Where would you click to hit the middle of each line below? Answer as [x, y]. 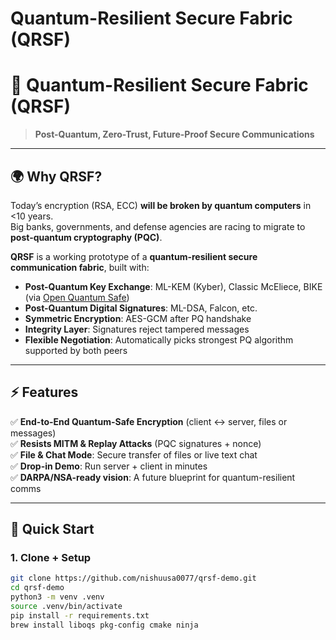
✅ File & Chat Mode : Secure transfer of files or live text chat [134, 454]
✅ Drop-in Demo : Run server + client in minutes [109, 466]
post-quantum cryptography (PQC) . [86, 237]
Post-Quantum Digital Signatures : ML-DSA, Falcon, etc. [141, 308]
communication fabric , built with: [80, 267]
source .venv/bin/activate [66, 607]
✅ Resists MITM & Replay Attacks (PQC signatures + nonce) [136, 443]
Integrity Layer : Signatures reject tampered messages [137, 329]
